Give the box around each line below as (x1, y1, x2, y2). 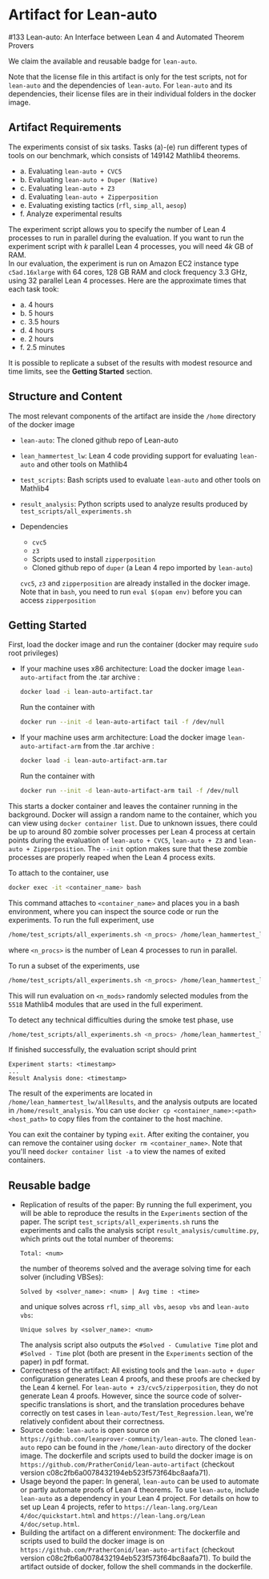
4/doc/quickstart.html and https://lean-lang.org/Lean (19, 1511, 206, 1520)
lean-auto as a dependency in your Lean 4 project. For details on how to (19, 1494, 259, 1504)
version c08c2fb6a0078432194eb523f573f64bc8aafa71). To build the (19, 1553, 251, 1563)
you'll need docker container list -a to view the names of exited (8, 1147, 226, 1157)
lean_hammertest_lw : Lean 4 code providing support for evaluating (19, 451, 239, 460)
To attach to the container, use (8, 867, 110, 877)
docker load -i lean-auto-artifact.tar (19, 688, 154, 696)
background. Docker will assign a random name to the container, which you (8, 810, 258, 819)
